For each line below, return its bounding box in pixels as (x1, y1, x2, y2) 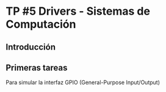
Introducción (5, 42, 56, 52)
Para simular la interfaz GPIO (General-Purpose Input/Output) (5, 79, 160, 86)
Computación (5, 17, 76, 31)
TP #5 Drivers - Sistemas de (5, 4, 151, 18)
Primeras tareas (5, 63, 68, 73)
